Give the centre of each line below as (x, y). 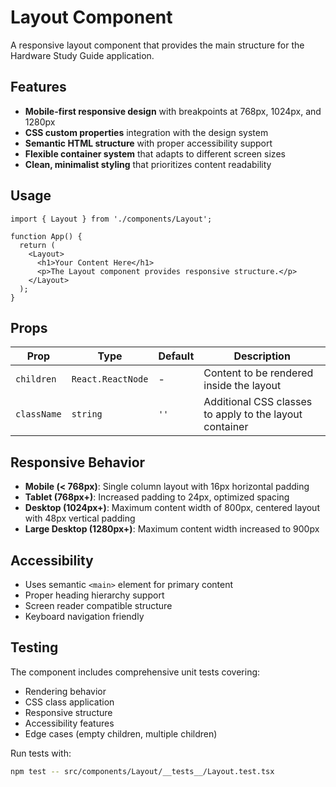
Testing (34, 647)
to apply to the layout (253, 414)
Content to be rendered (258, 373)
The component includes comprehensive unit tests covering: (135, 672)
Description (262, 356)
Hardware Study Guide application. (82, 55)
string (87, 414)
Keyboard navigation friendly (84, 616)
